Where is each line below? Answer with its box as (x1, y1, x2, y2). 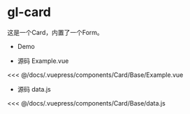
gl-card (7, 4, 51, 20)
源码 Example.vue (17, 57, 69, 65)
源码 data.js (17, 85, 51, 93)
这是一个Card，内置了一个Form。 (7, 28, 103, 36)
